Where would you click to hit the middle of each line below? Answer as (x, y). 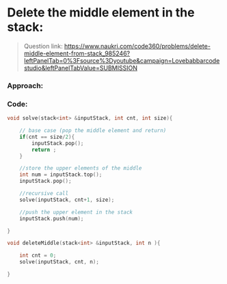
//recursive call (44, 194)
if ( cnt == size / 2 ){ (47, 137)
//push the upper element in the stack (76, 212)
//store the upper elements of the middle (81, 168)
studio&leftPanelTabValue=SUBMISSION (81, 68)
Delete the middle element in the (101, 13)
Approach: (25, 86)
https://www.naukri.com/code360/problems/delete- (137, 46)
